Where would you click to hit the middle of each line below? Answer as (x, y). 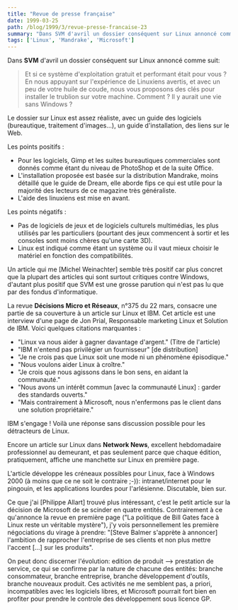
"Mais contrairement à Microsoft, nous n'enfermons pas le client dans (119, 402)
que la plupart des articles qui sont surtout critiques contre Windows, (108, 277)
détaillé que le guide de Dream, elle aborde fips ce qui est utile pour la (120, 183)
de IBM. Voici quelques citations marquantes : (74, 328)
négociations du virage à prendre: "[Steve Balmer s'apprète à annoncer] (113, 533)
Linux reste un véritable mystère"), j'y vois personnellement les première (113, 525)
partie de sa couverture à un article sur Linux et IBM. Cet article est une (112, 313)
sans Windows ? (49, 104)
